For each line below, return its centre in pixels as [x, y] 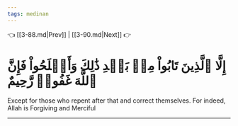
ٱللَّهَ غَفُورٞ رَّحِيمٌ [52, 80]
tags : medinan [28, 14]
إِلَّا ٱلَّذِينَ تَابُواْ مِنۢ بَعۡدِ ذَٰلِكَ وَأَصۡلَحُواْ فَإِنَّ [117, 65]
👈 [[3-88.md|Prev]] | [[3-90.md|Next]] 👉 [69, 34]
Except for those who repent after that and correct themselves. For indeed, [117, 101]
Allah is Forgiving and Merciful [52, 108]
